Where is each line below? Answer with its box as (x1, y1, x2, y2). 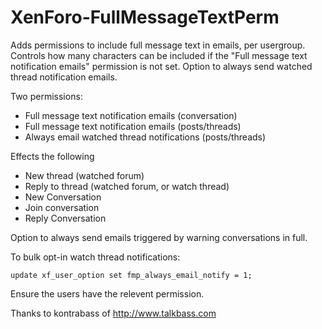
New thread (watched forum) (24, 169, 145, 181)
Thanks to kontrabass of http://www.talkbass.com (10, 307, 217, 319)
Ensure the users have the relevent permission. (10, 287, 205, 300)
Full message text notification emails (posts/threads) (24, 120, 242, 132)
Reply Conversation (24, 212, 107, 224)
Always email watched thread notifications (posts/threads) (24, 131, 267, 143)
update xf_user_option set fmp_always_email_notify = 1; (10, 270, 253, 280)
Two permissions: (10, 90, 83, 102)
